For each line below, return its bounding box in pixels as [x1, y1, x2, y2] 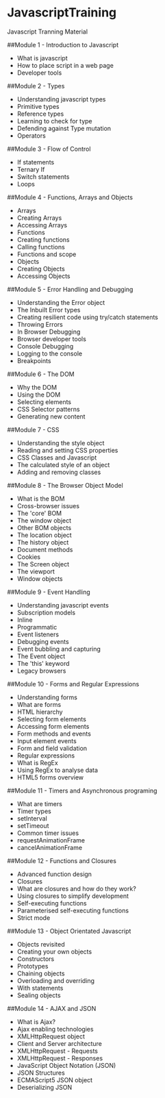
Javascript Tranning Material [7, 27, 88, 36]
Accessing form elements [16, 722, 90, 730]
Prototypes [16, 962, 49, 970]
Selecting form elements [16, 714, 87, 723]
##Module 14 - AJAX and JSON [7, 1004, 97, 1012]
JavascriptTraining [7, 5, 117, 21]
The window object [16, 516, 72, 525]
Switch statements [16, 173, 70, 181]
